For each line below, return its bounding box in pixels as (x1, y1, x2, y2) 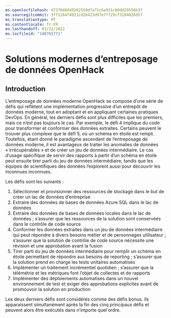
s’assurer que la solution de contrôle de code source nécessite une (12, 237, 154, 243)
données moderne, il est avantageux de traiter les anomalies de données (5, 142, 159, 147)
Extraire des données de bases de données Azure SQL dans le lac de (12, 199, 159, 205)
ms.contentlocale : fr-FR (5, 21, 58, 27)
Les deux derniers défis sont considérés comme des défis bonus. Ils (5, 296, 149, 302)
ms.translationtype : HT (5, 17, 56, 22)
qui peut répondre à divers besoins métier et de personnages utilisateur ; (12, 232, 166, 238)
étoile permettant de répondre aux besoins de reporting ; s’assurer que (12, 254, 162, 260)
